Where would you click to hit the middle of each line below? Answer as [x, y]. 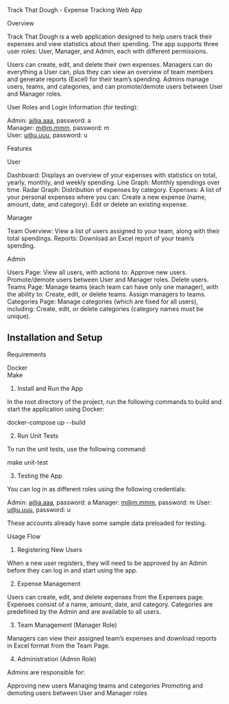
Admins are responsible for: [46, 672]
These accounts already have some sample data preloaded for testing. [107, 523]
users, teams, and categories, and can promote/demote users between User [115, 86]
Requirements [27, 354]
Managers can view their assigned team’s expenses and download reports [112, 638]
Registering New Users [49, 549]
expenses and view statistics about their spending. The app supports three [113, 44]
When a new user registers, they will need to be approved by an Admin [107, 563]
